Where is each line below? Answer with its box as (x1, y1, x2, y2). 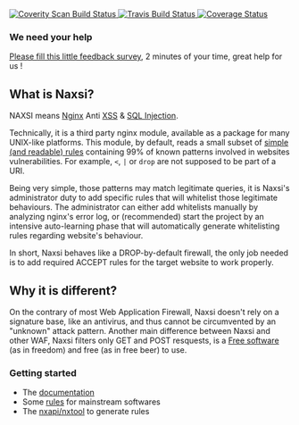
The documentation (21, 387, 96, 398)
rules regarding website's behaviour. (9, 230, 144, 241)
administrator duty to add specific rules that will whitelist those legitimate (9, 192, 278, 204)
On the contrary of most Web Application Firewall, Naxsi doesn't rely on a (9, 306, 279, 317)
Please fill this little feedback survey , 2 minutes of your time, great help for (9, 51, 283, 62)
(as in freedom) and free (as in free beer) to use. (9, 344, 187, 355)
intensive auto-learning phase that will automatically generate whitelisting (9, 221, 280, 231)
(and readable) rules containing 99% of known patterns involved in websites (9, 146, 290, 157)
